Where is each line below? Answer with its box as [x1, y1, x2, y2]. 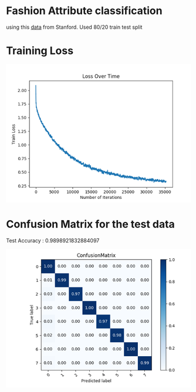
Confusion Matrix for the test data [6, 218, 175, 231]
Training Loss [6, 44, 74, 58]
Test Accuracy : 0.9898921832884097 [6, 236, 100, 244]
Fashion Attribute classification [6, 4, 163, 18]
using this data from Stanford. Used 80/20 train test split [6, 23, 143, 31]
